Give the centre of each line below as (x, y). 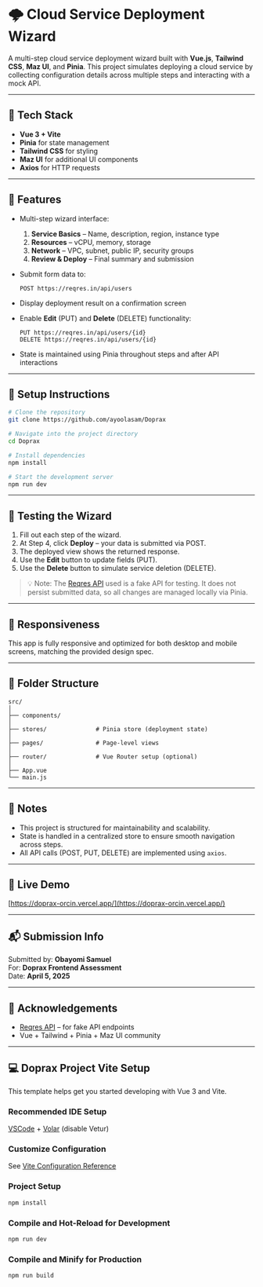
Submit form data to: (52, 274)
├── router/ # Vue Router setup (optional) (103, 757)
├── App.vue (27, 770)
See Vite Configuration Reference (62, 1166)
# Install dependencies (47, 455)
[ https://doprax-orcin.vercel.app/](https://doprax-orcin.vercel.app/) (117, 904)
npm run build (31, 1276)
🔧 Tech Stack (41, 115)
